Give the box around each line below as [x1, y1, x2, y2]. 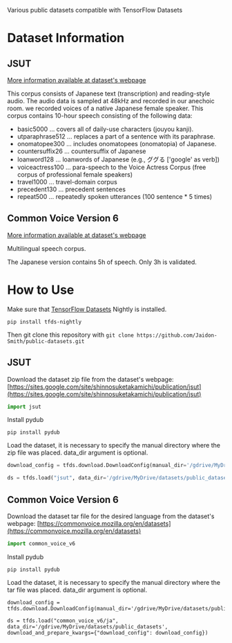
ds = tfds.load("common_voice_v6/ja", [7, 617, 119, 624]
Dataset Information [7, 30, 125, 46]
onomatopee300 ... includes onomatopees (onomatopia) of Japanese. [17, 140, 217, 148]
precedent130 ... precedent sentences [17, 185, 126, 193]
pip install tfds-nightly [7, 318, 81, 325]
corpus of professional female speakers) [17, 170, 133, 179]
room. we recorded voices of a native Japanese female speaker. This [7, 104, 204, 112]
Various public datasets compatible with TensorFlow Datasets [7, 6, 183, 14]
